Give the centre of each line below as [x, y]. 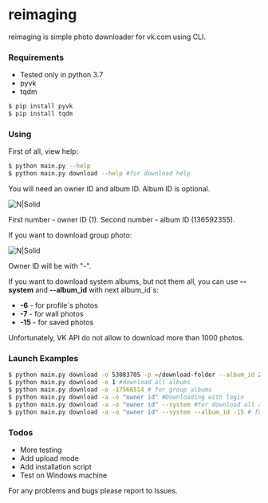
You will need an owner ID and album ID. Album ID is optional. [109, 189]
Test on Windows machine [63, 475]
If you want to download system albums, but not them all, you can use [123, 281]
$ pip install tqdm [41, 114]
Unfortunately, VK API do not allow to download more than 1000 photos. [126, 338]
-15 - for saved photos [57, 322]
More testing [41, 450]
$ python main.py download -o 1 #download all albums [100, 383]
